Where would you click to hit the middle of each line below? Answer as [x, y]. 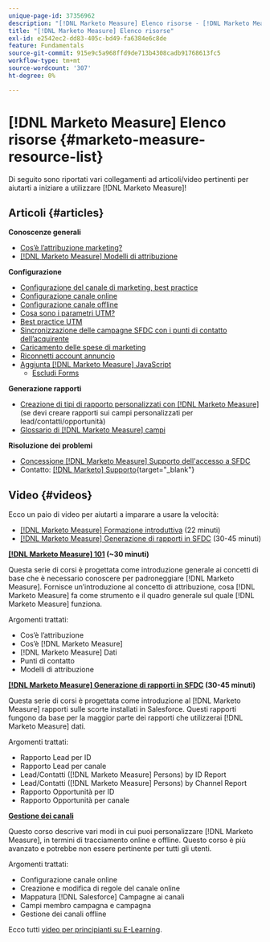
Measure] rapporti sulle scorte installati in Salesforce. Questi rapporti [123, 709]
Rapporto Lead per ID [55, 758]
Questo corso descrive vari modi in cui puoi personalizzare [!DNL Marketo [131, 832]
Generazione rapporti [45, 389]
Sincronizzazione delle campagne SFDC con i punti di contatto [123, 330]
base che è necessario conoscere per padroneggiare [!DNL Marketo [121, 578]
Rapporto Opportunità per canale [75, 800]
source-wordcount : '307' [50, 68]
